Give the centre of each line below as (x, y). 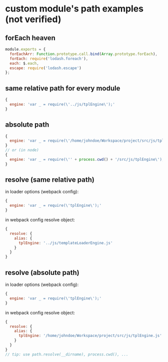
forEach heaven (30, 38)
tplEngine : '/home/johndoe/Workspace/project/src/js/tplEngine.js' (90, 336)
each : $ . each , (24, 63)
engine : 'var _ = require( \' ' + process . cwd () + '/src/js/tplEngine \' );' (88, 159)
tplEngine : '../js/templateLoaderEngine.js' (65, 243)
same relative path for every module (63, 88)
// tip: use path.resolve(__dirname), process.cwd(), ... (67, 354)
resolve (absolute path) (42, 273)
